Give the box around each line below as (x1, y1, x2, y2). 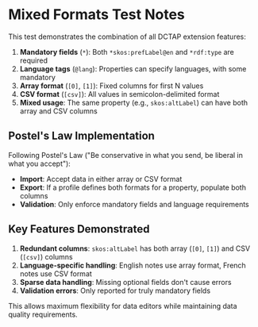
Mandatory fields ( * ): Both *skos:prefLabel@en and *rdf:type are (19, 47, 234, 56)
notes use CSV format (19, 268, 93, 279)
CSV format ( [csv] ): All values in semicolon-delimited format (19, 89, 220, 98)
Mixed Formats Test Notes (8, 6, 185, 24)
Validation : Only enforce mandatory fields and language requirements (19, 199, 250, 209)
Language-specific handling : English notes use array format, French (19, 260, 246, 270)
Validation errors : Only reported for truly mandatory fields (19, 286, 211, 295)
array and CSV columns (19, 106, 98, 116)
